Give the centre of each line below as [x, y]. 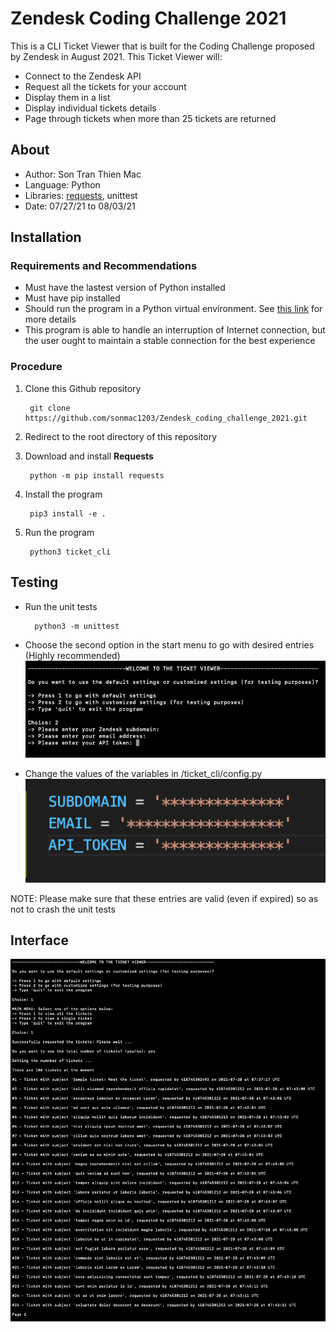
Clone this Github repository [83, 388]
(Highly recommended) [72, 655]
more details [50, 319]
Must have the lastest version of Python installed [125, 288]
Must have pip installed [72, 298]
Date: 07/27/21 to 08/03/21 [80, 206]
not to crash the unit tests [63, 909]
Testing [34, 582]
